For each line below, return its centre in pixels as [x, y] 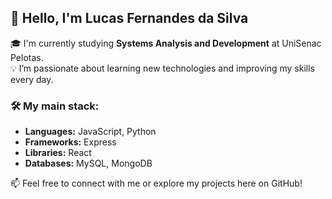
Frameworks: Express [70, 142]
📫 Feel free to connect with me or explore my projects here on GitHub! [156, 183]
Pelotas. [27, 57]
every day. [32, 79]
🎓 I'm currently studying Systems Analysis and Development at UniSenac [166, 43]
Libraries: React [58, 153]
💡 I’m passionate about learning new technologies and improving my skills [162, 68]
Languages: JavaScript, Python [90, 132]
